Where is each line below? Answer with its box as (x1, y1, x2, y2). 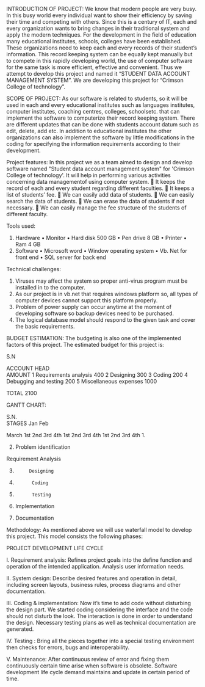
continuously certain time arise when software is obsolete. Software (6, 662, 178, 669)
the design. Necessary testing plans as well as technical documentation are (6, 619, 196, 626)
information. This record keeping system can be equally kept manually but (6, 51, 193, 57)
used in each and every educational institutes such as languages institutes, (6, 101, 195, 109)
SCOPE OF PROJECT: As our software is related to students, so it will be (6, 95, 188, 102)
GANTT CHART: (6, 401, 47, 409)
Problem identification (15, 443, 71, 451)
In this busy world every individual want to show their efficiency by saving (6, 12, 192, 19)
